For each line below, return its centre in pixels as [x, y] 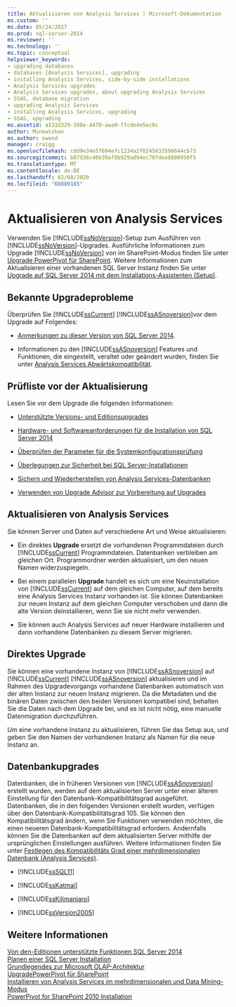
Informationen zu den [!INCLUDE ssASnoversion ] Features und [107, 349]
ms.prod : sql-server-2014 [45, 33]
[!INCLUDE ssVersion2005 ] [56, 913]
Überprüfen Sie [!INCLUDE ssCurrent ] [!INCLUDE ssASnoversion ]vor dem [112, 314]
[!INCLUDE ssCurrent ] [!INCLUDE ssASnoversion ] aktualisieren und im [107, 679]
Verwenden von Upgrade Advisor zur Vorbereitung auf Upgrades [112, 492]
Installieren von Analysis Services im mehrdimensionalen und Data [104, 982]
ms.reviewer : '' [31, 40]
